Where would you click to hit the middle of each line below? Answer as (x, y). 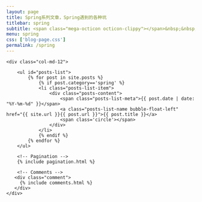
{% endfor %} (44, 141)
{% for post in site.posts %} (66, 78)
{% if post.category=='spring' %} (81, 83)
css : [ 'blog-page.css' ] (36, 40)
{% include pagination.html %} (56, 162)
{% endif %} (53, 135)
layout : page (23, 12)
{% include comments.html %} (56, 183)
